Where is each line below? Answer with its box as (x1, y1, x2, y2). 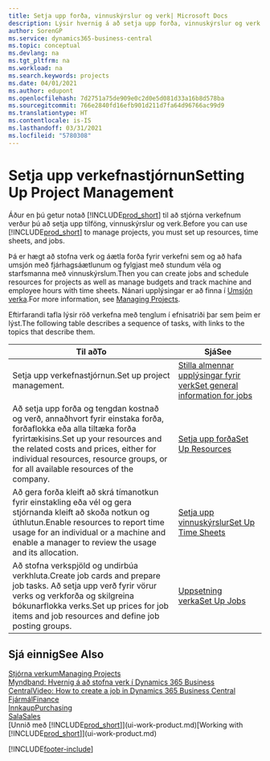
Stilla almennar (178, 359, 235, 370)
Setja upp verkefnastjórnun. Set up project (12, 370, 170, 381)
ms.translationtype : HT (8, 110, 88, 118)
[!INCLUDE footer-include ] (8, 744, 94, 754)
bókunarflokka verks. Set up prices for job (12, 600, 169, 611)
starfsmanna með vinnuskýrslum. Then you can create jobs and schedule (8, 268, 249, 278)
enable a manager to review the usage (12, 536, 157, 548)
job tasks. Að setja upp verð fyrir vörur (12, 580, 157, 591)
